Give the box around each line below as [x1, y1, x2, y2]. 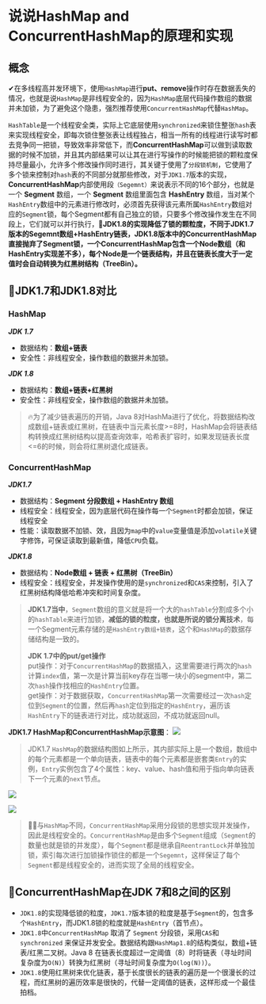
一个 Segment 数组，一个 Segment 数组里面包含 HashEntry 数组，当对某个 [8, 189, 256, 199]
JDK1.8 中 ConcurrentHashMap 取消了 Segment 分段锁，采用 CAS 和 [19, 928, 219, 937]
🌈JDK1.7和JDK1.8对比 [8, 284, 117, 298]
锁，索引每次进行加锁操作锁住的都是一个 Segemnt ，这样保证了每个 [27, 849, 240, 860]
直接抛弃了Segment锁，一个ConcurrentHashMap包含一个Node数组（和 [8, 239, 245, 248]
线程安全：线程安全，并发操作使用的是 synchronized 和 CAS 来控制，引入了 [19, 578, 254, 587]
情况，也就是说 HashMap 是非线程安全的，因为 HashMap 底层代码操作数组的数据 [8, 94, 253, 103]
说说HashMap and [8, 7, 130, 25]
